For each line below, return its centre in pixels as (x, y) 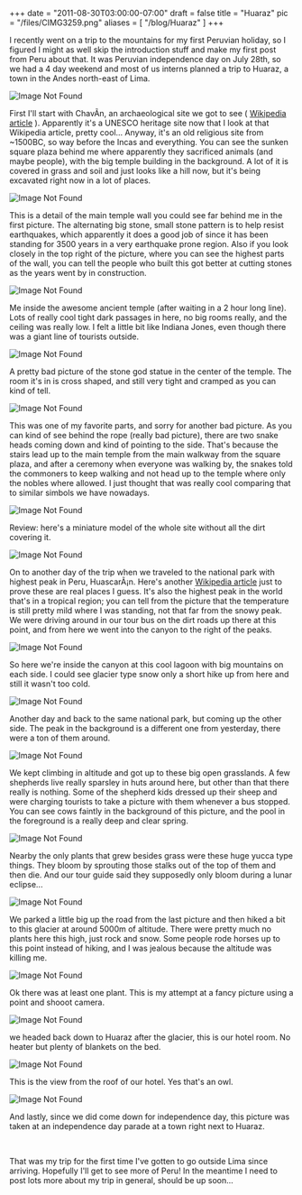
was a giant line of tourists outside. (74, 336)
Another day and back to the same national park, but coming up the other (146, 719)
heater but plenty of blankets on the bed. (85, 1047)
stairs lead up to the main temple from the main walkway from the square (145, 454)
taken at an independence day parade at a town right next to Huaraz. (137, 1126)
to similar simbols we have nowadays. (80, 492)
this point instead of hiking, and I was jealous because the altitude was (141, 948)
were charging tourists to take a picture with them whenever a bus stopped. (150, 801)
